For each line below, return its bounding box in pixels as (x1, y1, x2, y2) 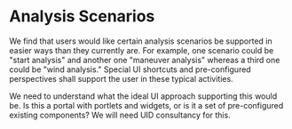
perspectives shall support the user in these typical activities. (9, 73, 233, 84)
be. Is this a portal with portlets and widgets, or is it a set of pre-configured (9, 100, 284, 110)
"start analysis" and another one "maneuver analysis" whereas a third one (9, 54, 280, 65)
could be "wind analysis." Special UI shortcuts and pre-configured (9, 64, 251, 75)
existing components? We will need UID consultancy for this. (9, 109, 231, 120)
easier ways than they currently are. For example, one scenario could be (9, 44, 274, 55)
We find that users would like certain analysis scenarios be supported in (9, 36, 272, 46)
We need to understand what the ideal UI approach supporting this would (9, 91, 278, 101)
